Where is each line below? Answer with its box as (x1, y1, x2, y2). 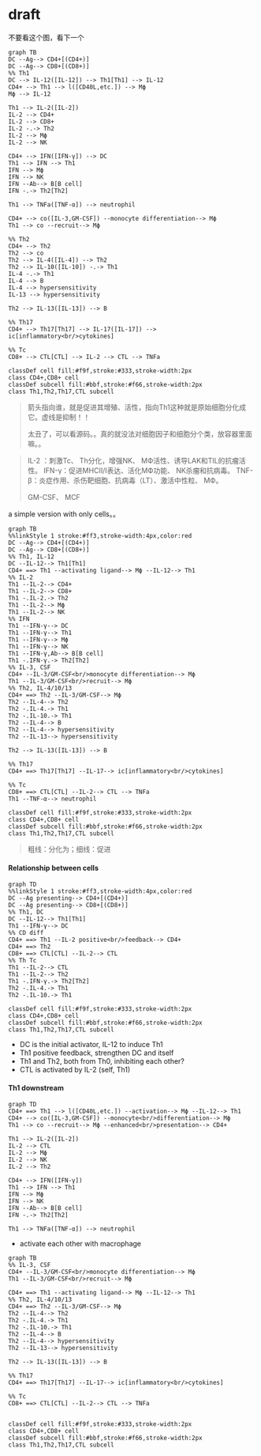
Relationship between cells (8, 863, 99, 872)
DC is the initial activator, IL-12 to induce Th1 (19, 1040, 163, 1049)
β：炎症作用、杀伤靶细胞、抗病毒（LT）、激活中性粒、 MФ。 (27, 475, 223, 485)
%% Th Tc (8, 957, 37, 965)
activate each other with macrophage (19, 1239, 142, 1249)
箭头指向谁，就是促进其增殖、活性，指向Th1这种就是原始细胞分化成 (27, 402, 247, 412)
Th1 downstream (8, 1083, 65, 1092)
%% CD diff (8, 929, 44, 937)
